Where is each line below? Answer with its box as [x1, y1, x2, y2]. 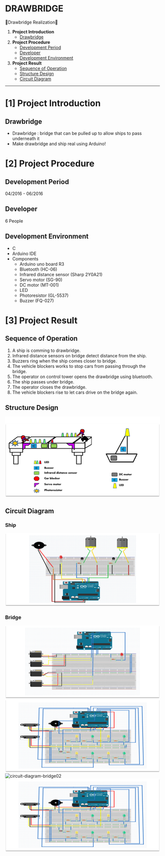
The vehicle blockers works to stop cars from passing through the [12, 363, 146, 369]
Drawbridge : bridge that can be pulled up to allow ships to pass [12, 130, 142, 136]
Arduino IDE [12, 251, 37, 256]
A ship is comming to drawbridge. [12, 348, 81, 353]
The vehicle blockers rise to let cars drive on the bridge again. [12, 389, 138, 395]
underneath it [12, 135, 40, 141]
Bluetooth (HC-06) [19, 266, 57, 272]
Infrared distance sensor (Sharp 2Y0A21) [19, 271, 103, 277]
